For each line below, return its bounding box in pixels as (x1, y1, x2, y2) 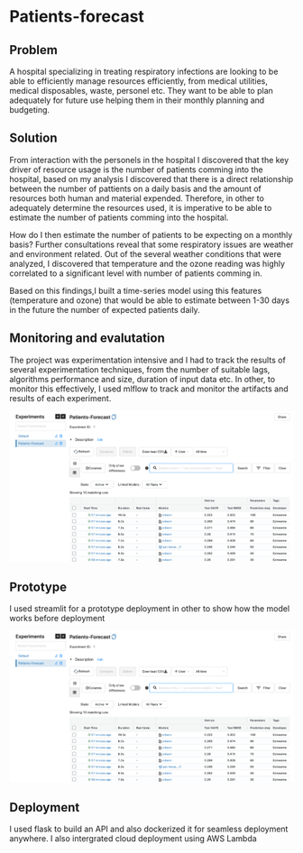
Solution (9, 131, 58, 146)
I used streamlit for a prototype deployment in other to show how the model (9, 603, 290, 614)
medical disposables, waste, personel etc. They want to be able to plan (9, 86, 273, 96)
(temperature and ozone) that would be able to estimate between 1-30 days (9, 295, 290, 306)
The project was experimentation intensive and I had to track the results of (9, 354, 286, 365)
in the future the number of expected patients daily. (9, 304, 200, 315)
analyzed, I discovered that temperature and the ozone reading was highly (9, 258, 286, 269)
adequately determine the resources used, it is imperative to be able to (9, 202, 272, 213)
